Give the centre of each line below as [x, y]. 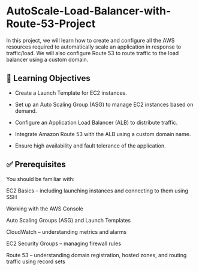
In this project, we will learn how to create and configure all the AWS [91, 40]
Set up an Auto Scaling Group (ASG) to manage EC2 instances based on [104, 104]
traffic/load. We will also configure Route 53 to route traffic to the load [93, 53]
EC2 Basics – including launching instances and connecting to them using [97, 191]
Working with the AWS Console [45, 209]
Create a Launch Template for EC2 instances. [71, 93]
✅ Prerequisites [36, 165]
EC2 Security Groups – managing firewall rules [64, 243]
